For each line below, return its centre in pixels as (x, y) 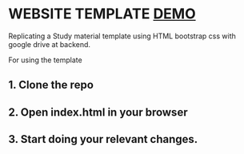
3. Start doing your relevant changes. (103, 139)
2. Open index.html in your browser (98, 112)
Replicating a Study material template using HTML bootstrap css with (122, 36)
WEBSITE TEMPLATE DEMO (102, 14)
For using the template (45, 60)
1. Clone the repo (51, 85)
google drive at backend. (49, 44)
